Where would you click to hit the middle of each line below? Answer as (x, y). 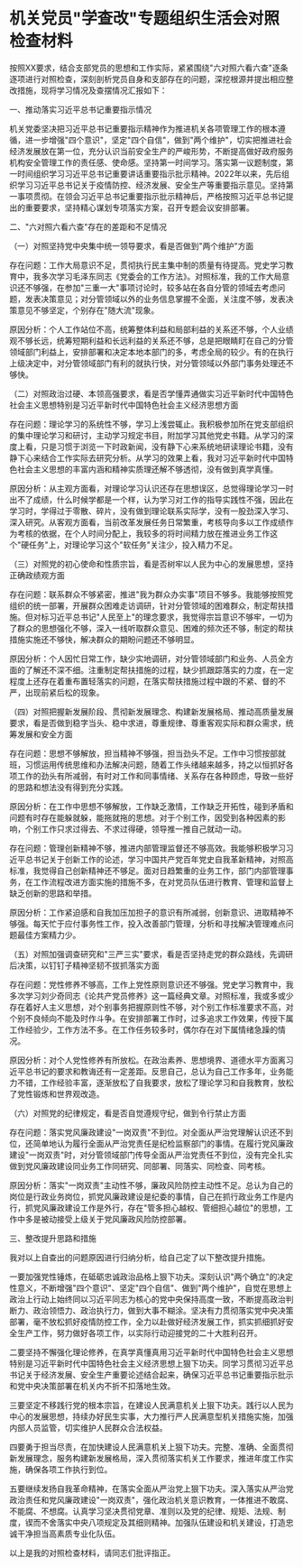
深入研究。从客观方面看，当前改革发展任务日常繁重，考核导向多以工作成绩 (147, 522)
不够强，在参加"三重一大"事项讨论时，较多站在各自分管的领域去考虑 (151, 287)
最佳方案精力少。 (49, 935)
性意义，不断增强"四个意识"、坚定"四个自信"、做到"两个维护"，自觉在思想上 (151, 1287)
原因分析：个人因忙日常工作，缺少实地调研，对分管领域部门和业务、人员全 (147, 659)
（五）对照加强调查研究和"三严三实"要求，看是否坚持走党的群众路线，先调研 (151, 954)
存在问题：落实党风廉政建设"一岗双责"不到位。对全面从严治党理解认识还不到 (151, 1132)
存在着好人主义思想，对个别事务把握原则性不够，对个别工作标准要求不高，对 (151, 1007)
